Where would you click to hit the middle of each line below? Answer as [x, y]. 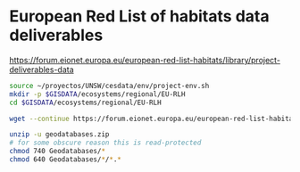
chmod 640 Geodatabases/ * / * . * [66, 160]
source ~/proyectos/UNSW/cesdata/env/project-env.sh [109, 86]
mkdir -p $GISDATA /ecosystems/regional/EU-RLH [97, 94]
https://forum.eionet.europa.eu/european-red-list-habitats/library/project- [145, 60]
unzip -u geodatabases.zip [59, 135]
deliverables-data [42, 70]
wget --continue [39, 119]
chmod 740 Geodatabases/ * [57, 152]
